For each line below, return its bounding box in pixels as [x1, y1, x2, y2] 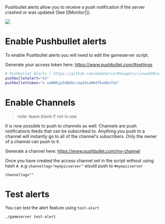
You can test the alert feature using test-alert [5, 205, 100, 211]
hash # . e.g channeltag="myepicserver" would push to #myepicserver [5, 162, 143, 169]
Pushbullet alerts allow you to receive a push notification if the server [5, 4, 145, 10]
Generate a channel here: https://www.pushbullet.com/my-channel [5, 148, 140, 154]
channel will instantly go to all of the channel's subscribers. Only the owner [5, 133, 157, 139]
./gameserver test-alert [5, 214, 56, 220]
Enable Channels [5, 97, 76, 108]
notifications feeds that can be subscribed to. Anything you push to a [5, 128, 145, 134]
